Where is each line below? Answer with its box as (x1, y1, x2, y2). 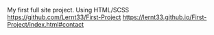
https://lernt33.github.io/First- (122, 13, 207, 21)
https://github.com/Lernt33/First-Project (7, 13, 121, 21)
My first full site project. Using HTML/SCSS (7, 6, 130, 14)
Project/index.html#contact (7, 21, 84, 28)
